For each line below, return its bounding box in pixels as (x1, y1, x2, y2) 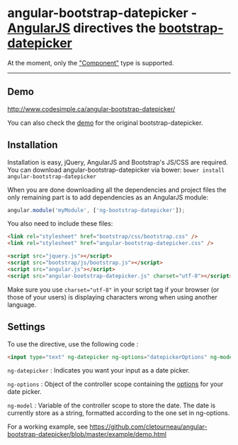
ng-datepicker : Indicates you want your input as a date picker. (7, 366, 190, 375)
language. (7, 300, 37, 309)
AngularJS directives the (7, 20, 157, 36)
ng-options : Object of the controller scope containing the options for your (7, 380, 224, 388)
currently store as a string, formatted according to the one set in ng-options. (7, 409, 230, 417)
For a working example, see (7, 422, 89, 431)
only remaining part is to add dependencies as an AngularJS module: (7, 193, 209, 202)
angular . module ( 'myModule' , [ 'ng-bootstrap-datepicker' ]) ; (7, 207, 186, 214)
